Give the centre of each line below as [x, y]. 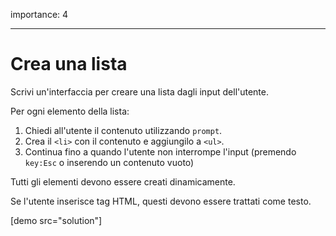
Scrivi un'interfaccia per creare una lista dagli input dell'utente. [140, 91]
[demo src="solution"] [56, 220]
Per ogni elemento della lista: [70, 111]
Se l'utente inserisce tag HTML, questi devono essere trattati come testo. [161, 201]
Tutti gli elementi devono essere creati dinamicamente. [123, 181]
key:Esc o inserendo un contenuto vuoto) [109, 162]
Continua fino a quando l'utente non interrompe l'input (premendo [160, 151]
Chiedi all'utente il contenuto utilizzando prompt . [123, 130]
